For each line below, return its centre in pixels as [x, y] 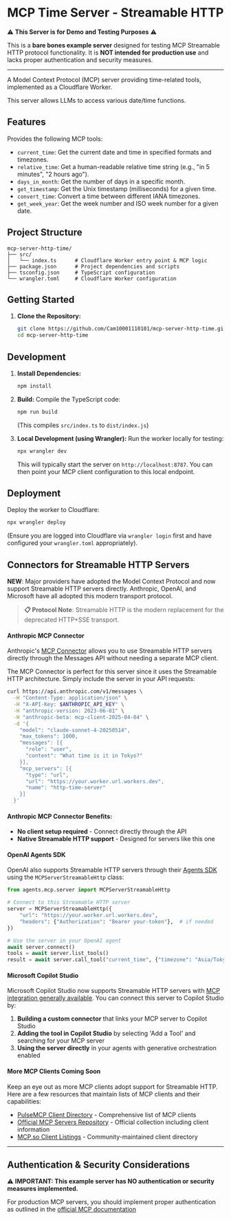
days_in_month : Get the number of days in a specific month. [101, 181]
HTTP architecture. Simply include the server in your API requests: [101, 679]
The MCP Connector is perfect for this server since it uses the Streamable [112, 671]
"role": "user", [48, 749]
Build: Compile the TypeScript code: [68, 399]
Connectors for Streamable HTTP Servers [99, 565]
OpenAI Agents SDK [36, 854]
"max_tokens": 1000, [49, 736]
